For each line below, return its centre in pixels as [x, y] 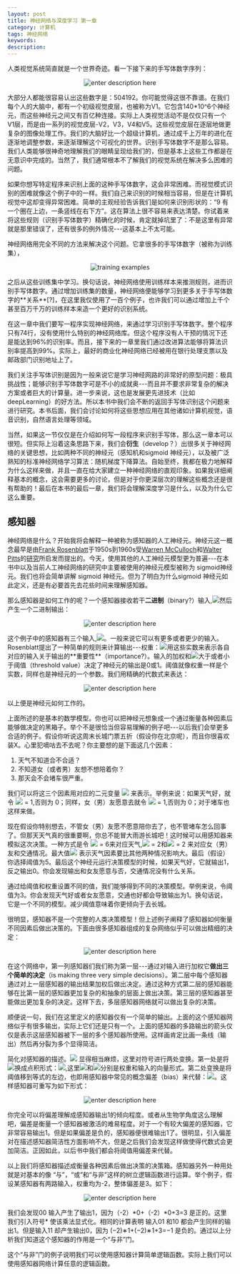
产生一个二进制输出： [39, 609]
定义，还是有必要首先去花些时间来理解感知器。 [82, 585]
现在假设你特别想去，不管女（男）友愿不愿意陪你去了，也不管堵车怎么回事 [117, 826]
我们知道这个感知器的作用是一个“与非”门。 [76, 1239]
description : [27, 47]
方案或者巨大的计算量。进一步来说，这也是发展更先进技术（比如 [101, 393]
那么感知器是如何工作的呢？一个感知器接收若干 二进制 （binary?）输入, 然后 [120, 600]
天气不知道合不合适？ [49, 760]
